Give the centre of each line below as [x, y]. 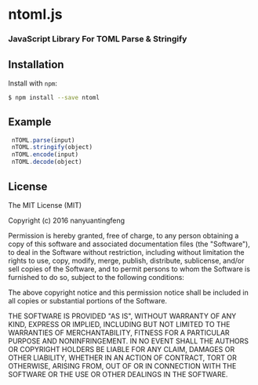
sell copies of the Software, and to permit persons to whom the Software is [129, 269]
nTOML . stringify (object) [52, 147]
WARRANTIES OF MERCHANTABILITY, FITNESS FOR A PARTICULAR [119, 332]
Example [30, 122]
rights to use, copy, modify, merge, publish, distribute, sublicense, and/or [126, 260]
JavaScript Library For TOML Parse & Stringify [98, 39]
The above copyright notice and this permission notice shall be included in [128, 292]
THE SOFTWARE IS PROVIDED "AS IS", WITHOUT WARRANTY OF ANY [122, 316]
